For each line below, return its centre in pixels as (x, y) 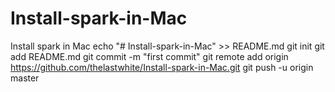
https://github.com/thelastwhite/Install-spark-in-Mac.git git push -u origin (162, 67)
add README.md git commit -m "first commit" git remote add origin (149, 56)
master (25, 78)
